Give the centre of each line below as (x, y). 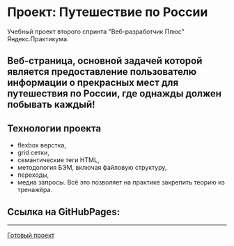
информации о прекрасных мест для (93, 83)
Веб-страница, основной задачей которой (105, 61)
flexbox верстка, (41, 145)
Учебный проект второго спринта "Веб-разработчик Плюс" (96, 31)
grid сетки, (33, 153)
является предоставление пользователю (102, 72)
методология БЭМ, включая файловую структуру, (92, 168)
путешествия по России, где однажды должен (114, 94)
